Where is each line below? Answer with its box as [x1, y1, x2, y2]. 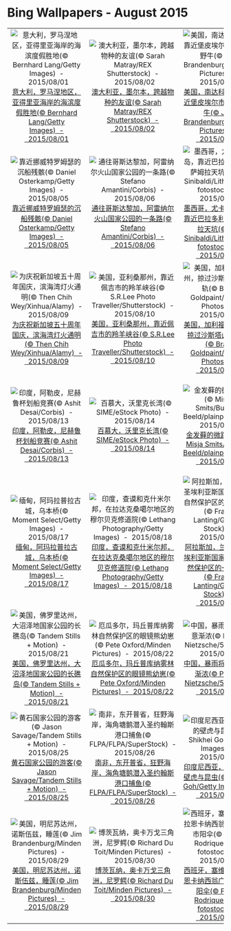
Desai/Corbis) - [20, 445, 74, 454]
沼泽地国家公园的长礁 [12, 669, 81, 679]
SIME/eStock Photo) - [96, 434, 170, 444]
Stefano [120, 223, 146, 232]
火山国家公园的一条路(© [93, 214, 172, 223]
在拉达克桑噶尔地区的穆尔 [91, 552, 175, 562]
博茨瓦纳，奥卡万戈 [95, 865, 157, 875]
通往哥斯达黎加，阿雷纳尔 [91, 203, 175, 213]
